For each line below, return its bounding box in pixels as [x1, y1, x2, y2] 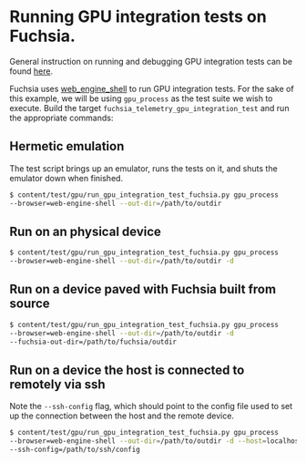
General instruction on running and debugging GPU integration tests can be [9, 56, 293, 67]
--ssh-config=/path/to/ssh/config [9, 445, 141, 455]
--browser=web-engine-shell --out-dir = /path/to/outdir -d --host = [9, 437, 267, 446]
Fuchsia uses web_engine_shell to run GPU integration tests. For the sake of [9, 83, 294, 94]
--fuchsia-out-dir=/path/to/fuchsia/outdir [9, 337, 178, 346]
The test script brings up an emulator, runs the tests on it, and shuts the [9, 162, 278, 174]
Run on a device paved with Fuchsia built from [9, 282, 276, 297]
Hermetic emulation [9, 139, 125, 154]
